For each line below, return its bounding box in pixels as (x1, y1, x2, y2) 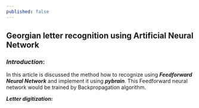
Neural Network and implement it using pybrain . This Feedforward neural (6, 78, 188, 85)
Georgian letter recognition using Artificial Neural (6, 31, 194, 41)
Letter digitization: (6, 96, 54, 103)
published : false (6, 8, 49, 15)
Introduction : (6, 58, 45, 66)
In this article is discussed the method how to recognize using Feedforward (6, 71, 192, 78)
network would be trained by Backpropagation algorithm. (6, 84, 147, 91)
